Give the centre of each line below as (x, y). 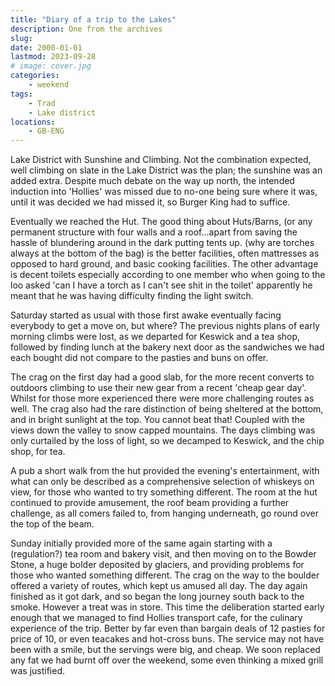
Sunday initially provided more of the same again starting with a (141, 543)
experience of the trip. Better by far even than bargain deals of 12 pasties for (168, 628)
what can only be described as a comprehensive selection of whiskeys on (162, 482)
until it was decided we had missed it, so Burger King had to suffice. (150, 202)
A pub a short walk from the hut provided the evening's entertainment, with (165, 471)
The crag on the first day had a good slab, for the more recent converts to (162, 377)
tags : (21, 94)
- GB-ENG (46, 131)
